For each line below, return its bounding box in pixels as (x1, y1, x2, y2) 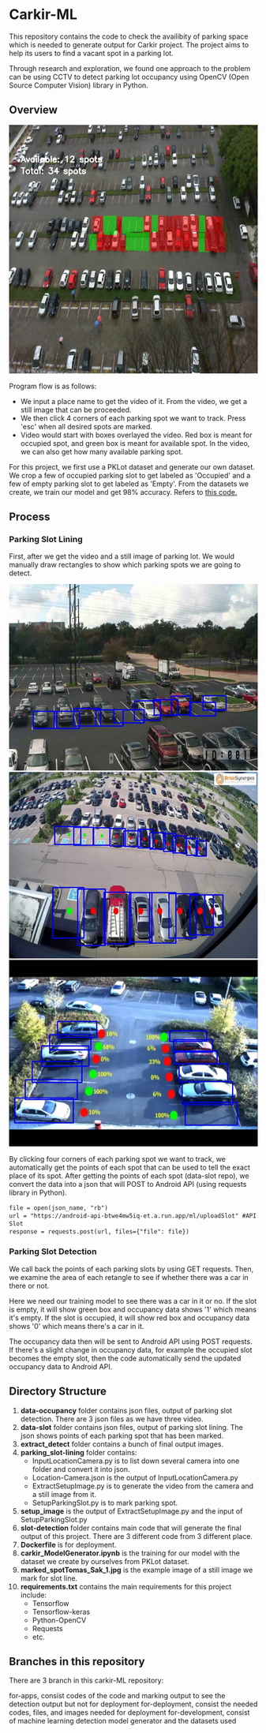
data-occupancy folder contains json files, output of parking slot (20, 1405, 232, 1415)
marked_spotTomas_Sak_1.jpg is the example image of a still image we (20, 1565, 253, 1574)
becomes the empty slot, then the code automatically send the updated (9, 1353, 242, 1363)
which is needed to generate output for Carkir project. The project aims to (9, 39, 249, 49)
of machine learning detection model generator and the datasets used (9, 1716, 237, 1726)
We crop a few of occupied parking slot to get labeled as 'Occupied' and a (9, 470, 251, 480)
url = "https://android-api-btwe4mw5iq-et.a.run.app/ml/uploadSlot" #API (9, 1212, 257, 1220)
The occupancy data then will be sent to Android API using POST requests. (9, 1336, 253, 1346)
